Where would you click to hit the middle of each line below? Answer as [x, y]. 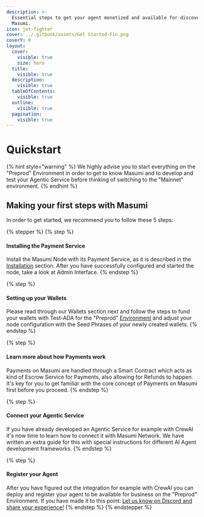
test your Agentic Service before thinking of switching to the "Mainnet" [95, 180]
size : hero [31, 63]
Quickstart [34, 150]
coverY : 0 [19, 40]
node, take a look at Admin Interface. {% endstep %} [72, 273]
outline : [23, 102]
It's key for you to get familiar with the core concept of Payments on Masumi [102, 383]
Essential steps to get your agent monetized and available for [95, 18]
